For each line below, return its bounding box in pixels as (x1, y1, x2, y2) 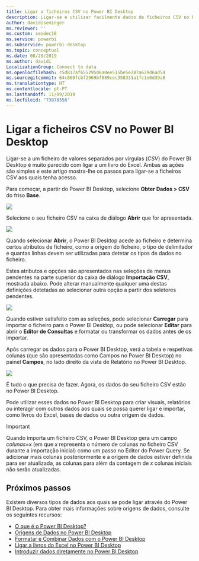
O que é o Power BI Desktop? (14, 523, 87, 530)
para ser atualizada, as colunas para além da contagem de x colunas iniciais (6, 459, 192, 467)
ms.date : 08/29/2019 (6, 53, 57, 59)
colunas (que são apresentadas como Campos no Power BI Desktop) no (6, 351, 182, 359)
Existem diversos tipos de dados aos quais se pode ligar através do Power (6, 499, 188, 506)
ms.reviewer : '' (6, 25, 46, 31)
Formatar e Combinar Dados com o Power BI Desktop (14, 535, 146, 543)
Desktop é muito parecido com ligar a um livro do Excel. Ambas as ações (6, 161, 184, 168)
